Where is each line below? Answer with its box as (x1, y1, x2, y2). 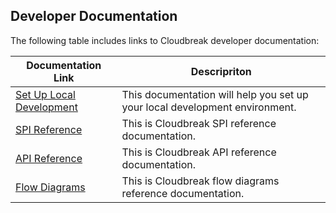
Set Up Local (15, 87, 76, 101)
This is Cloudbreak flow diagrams (121, 174, 280, 188)
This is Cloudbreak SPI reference (121, 116, 277, 130)
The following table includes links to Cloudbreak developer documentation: (10, 34, 320, 46)
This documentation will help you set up (121, 87, 309, 101)
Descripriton (190, 64, 252, 78)
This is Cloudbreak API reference (121, 145, 277, 159)
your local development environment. (121, 100, 297, 114)
